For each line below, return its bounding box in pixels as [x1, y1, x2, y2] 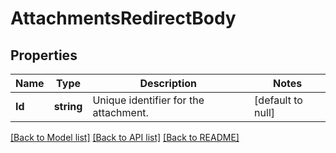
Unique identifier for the [92, 93, 205, 107]
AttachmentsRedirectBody [10, 7, 237, 30]
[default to [254, 93, 303, 107]
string [53, 100, 83, 113]
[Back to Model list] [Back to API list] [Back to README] [10, 132, 240, 143]
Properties [10, 47, 78, 64]
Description [139, 77, 197, 90]
